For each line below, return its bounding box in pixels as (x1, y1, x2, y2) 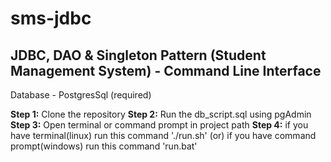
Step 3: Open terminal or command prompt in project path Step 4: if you (10, 119, 309, 131)
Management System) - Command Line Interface (10, 62, 322, 79)
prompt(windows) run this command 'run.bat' (10, 140, 198, 152)
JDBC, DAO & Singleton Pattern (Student (10, 47, 267, 64)
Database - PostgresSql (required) (10, 89, 152, 101)
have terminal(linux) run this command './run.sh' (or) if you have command (10, 130, 317, 141)
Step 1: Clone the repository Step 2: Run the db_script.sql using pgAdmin (10, 108, 312, 120)
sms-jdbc (10, 7, 92, 30)
